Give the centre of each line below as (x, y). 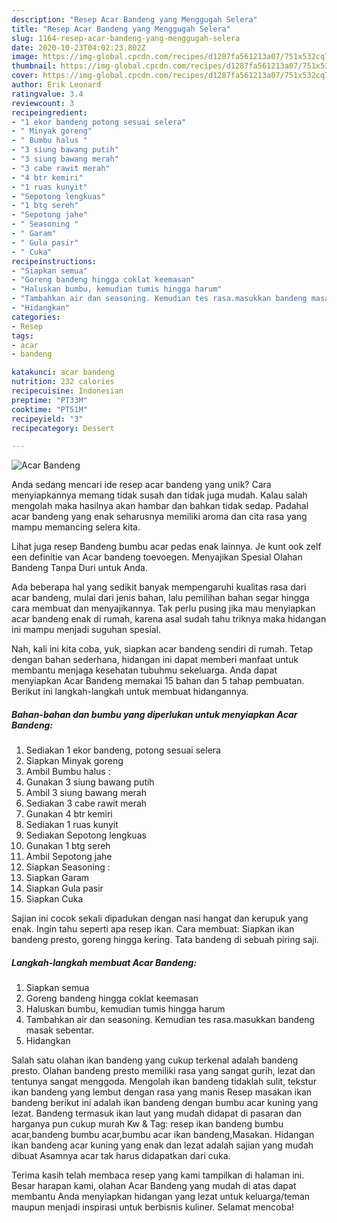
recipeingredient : (49, 112)
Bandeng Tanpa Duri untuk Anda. (80, 568)
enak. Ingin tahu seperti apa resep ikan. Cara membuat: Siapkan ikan (153, 929)
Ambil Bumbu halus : (68, 772)
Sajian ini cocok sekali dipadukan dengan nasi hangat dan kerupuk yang (160, 918)
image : (25, 57)
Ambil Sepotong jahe (69, 857)
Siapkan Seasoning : (68, 867)
